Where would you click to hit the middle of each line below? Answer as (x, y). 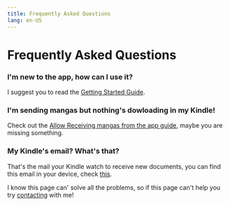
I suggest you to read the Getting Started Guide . (76, 92)
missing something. (35, 133)
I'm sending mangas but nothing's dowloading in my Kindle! (111, 110)
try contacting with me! (41, 195)
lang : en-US (24, 20)
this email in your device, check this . (60, 174)
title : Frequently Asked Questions (59, 14)
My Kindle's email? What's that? (64, 151)
